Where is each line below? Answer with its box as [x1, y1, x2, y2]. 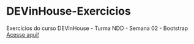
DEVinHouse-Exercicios [6, 4, 132, 18]
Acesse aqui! [6, 31, 39, 38]
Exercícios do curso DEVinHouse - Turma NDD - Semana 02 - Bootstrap [6, 24, 188, 32]
